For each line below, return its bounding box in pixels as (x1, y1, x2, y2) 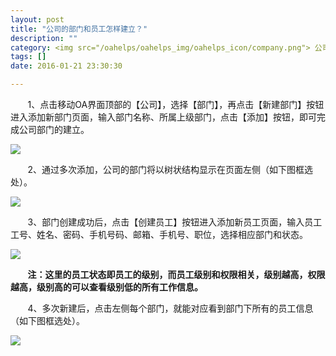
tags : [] (10, 52, 47, 62)
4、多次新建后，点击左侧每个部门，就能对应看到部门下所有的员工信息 (27, 302, 314, 314)
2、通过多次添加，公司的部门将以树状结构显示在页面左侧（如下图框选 (27, 164, 314, 175)
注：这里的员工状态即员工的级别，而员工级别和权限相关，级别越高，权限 (27, 269, 326, 280)
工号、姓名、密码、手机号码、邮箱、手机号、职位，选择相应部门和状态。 (10, 229, 308, 240)
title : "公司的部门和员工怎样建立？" (10, 24, 148, 34)
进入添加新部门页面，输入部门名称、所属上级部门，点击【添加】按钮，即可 (10, 111, 317, 123)
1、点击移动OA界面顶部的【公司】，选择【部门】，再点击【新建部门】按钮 (27, 99, 325, 110)
